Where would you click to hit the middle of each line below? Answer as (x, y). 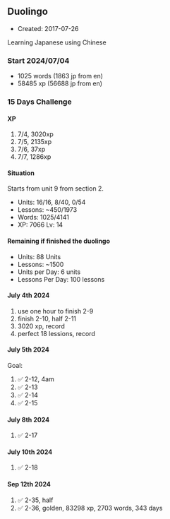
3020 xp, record (41, 326)
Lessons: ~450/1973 (47, 210)
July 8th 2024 (29, 419)
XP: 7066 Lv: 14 (40, 225)
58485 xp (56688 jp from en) (60, 83)
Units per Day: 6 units (49, 272)
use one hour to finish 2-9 (55, 311)
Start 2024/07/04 (38, 61)
